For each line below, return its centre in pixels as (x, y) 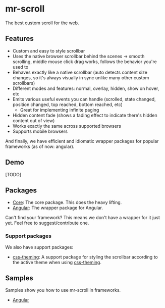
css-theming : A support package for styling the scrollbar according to (85, 257)
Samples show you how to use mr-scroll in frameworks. (63, 290)
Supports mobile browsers (40, 131)
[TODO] (13, 174)
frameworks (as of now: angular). (40, 146)
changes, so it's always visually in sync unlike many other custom (81, 78)
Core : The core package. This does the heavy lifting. (67, 202)
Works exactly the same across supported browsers (67, 126)
